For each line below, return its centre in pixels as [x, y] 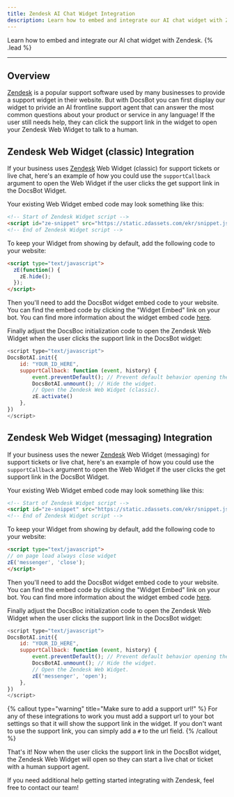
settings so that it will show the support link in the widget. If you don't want [115, 724]
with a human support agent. [49, 767]
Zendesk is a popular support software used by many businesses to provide [116, 93]
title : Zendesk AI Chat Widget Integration [71, 14]
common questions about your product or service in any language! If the [111, 115]
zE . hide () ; [36, 276]
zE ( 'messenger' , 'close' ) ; [46, 562]
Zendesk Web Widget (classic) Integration [101, 152]
